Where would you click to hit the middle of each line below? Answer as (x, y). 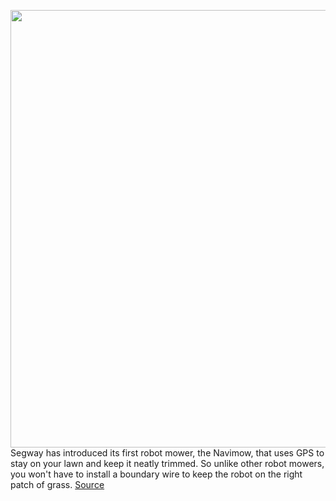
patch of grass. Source (57, 484)
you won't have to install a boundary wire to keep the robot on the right (156, 474)
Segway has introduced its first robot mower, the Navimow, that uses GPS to (167, 453)
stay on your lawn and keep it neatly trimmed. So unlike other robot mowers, (167, 463)
